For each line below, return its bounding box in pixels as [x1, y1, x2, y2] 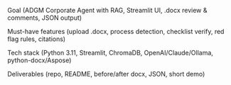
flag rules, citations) [7, 35, 66, 43]
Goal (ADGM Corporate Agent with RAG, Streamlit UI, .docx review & [7, 6, 208, 14]
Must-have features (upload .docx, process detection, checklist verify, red [7, 28, 225, 35]
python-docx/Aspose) [7, 56, 72, 64]
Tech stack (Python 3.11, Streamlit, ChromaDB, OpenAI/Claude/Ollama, [7, 49, 213, 57]
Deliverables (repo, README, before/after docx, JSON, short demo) [7, 70, 205, 78]
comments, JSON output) [7, 13, 82, 22]
